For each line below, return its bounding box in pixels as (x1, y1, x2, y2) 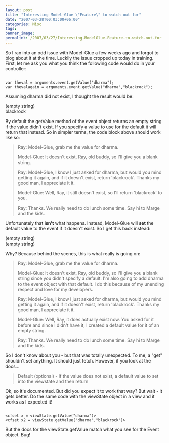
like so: (5, 134, 20, 140)
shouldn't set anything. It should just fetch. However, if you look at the (5, 357, 151, 364)
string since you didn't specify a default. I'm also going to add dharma (17, 275, 164, 281)
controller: (5, 65, 27, 71)
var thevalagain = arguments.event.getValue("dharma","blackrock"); (5, 84, 153, 89)
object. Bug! (5, 431, 31, 438)
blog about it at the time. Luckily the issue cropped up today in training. (5, 55, 154, 61)
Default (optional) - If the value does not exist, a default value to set (17, 373, 159, 379)
